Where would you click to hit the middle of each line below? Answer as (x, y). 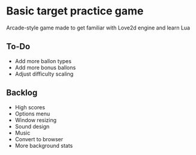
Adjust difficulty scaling (44, 74)
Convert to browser (39, 139)
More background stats (44, 145)
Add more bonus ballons (45, 67)
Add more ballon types (43, 61)
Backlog (22, 93)
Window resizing (36, 120)
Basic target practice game (75, 11)
